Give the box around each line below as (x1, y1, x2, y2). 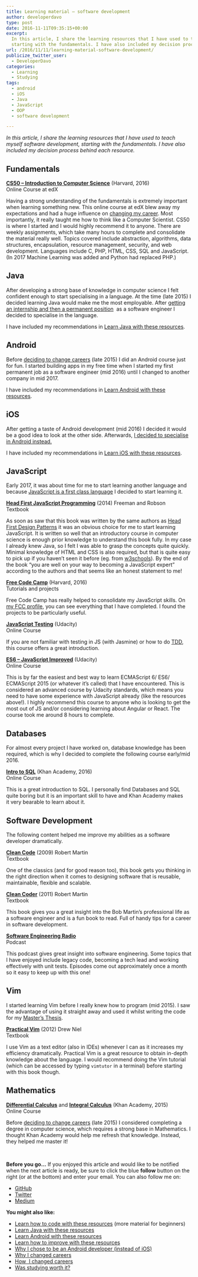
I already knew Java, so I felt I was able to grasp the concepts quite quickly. (6, 543, 190, 550)
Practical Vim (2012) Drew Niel (6, 1025, 82, 1033)
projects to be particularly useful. (6, 609, 87, 616)
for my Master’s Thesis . (6, 1014, 63, 1021)
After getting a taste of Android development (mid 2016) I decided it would (6, 425, 187, 432)
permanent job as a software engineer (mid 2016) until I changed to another (6, 368, 190, 375)
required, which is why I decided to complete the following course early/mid (6, 750, 190, 757)
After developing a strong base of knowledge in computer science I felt (6, 286, 179, 293)
